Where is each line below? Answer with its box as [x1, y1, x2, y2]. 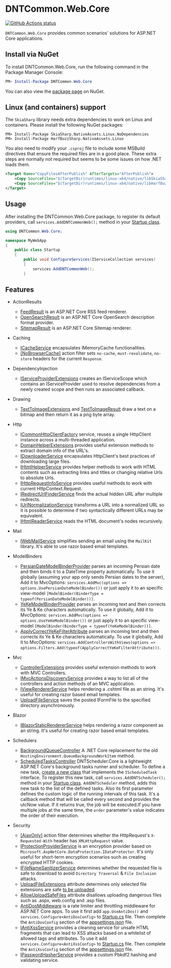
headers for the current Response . [33, 356, 103, 362]
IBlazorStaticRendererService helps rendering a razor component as [20, 722, 164, 728]
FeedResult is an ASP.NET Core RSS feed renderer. [20, 309, 127, 315]
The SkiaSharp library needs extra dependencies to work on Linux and [5, 116, 153, 123]
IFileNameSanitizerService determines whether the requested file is [20, 865, 162, 871]
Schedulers [12, 738, 37, 744]
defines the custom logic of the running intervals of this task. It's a [20, 791, 159, 797]
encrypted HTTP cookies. [20, 859, 74, 866]
